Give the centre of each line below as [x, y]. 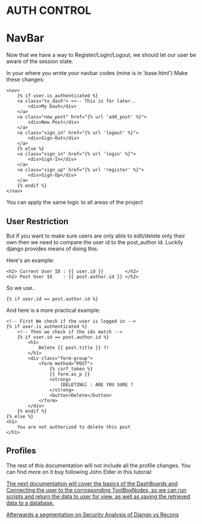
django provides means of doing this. [52, 248]
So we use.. [21, 288]
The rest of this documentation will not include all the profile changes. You [99, 465]
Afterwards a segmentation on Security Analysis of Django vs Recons [93, 514]
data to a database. [30, 503]
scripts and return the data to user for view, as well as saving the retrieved [98, 496]
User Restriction [37, 221]
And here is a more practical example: [53, 310]
